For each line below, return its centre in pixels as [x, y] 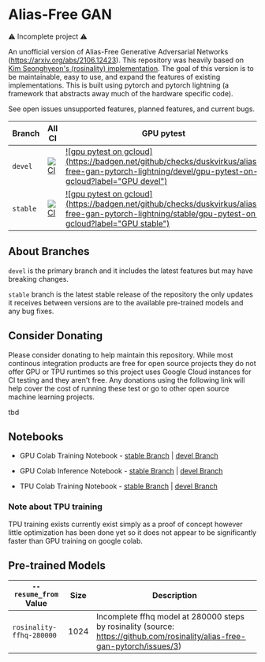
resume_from [36, 595]
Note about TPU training [55, 507]
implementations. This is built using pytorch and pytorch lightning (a [119, 85]
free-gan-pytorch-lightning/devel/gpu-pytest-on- [162, 171]
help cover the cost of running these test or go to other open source [119, 388]
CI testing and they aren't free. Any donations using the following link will [127, 380]
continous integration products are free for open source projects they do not [132, 363]
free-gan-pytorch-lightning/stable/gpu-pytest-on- [163, 213]
